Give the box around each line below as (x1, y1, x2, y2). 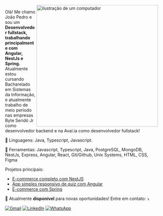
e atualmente (5, 97, 32, 103)
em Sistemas (5, 87, 31, 92)
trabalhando (5, 35, 31, 40)
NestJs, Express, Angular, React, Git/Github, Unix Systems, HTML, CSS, (5, 152, 148, 158)
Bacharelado (5, 81, 31, 87)
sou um (5, 19, 20, 25)
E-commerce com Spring (12, 186, 63, 192)
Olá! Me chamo (5, 9, 35, 15)
